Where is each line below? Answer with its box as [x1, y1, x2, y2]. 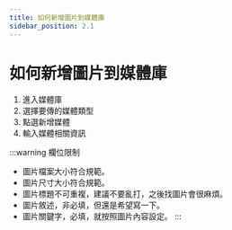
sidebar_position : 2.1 [9, 22, 94, 31]
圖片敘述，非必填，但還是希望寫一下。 [22, 199, 165, 211]
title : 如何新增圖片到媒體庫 [9, 13, 105, 22]
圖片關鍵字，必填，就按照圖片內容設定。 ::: [22, 211, 182, 222]
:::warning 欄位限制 [9, 147, 81, 158]
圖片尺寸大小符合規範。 [22, 177, 110, 189]
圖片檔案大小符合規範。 [22, 166, 110, 177]
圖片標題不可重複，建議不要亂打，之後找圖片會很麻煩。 [22, 189, 228, 199]
